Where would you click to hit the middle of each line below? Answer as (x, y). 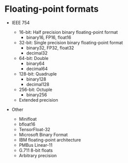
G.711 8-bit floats (36, 150)
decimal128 (38, 84)
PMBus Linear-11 (36, 145)
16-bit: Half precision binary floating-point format (68, 32)
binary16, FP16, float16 (49, 37)
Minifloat (28, 119)
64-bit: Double (34, 58)
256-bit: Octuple (35, 89)
